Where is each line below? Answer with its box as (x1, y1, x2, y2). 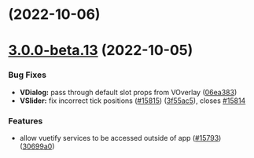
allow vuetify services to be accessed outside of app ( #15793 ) (19, 133, 222, 142)
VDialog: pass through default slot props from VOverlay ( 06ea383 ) (19, 87, 237, 97)
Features (8, 116, 43, 127)
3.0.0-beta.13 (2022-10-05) (8, 42, 193, 60)
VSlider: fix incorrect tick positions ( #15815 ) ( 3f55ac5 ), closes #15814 (19, 96, 246, 105)
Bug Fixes (8, 69, 47, 80)
